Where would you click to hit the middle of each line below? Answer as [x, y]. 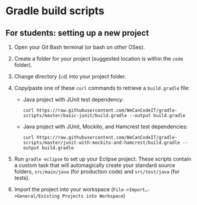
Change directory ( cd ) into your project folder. [70, 76]
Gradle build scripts [55, 11]
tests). [22, 178]
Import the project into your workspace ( [63, 189]
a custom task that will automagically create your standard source [95, 165]
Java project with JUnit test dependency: [73, 100]
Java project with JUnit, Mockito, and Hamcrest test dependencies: [105, 127]
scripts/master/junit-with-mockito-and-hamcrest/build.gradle [101, 143]
